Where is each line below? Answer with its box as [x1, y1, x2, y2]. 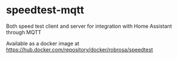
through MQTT [6, 28, 42, 35]
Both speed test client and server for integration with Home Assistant [6, 23, 172, 30]
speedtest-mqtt [6, 3, 85, 17]
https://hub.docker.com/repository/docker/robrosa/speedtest [6, 46, 153, 53]
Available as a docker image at [6, 40, 80, 47]
